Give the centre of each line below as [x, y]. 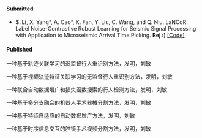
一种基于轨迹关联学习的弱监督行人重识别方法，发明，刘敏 [79, 64]
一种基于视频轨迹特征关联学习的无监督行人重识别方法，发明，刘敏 [89, 77]
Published [19, 49]
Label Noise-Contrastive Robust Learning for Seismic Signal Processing [106, 29]
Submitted [20, 9]
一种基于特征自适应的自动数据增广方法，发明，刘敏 [71, 116]
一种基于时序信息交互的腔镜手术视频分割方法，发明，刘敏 [79, 129]
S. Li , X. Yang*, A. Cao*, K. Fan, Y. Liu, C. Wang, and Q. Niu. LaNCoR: [102, 22]
